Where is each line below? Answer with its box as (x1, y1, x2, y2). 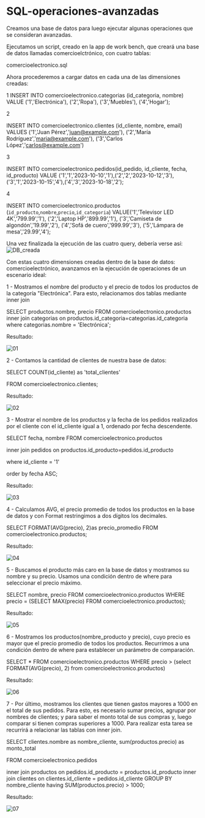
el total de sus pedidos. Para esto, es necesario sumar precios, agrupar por (6, 706, 196, 714)
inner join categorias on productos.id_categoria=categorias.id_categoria (6, 314, 188, 322)
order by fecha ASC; (6, 470, 58, 477)
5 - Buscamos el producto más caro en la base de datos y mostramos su (6, 566, 190, 574)
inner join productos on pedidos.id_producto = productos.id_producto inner (6, 768, 196, 776)
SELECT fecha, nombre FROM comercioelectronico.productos (6, 434, 163, 442)
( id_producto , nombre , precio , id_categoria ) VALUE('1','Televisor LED (6, 208, 174, 216)
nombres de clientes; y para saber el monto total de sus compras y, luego (6, 713, 192, 721)
